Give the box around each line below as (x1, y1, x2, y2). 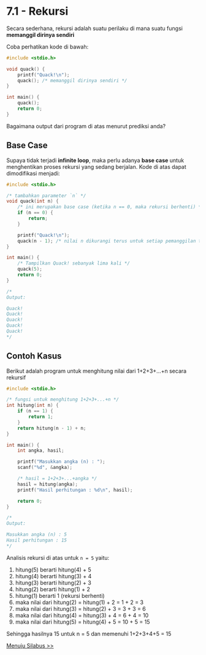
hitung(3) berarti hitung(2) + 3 (15, 579, 92, 586)
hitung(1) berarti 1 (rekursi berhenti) (15, 592, 105, 599)
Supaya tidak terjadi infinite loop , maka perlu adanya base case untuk (6, 157, 185, 164)
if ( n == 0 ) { (17, 210, 53, 216)
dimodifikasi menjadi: (6, 169, 60, 177)
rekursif (6, 373, 26, 381)
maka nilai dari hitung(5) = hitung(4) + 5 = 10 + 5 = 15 (15, 618, 150, 626)
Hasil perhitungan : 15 (6, 537, 67, 544)
